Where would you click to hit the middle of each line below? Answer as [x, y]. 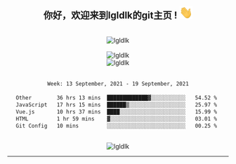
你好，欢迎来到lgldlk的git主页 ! [110, 16]
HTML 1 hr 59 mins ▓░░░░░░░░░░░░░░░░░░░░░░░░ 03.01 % [117, 118]
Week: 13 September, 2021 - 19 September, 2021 [118, 83]
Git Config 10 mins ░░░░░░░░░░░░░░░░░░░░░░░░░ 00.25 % [117, 125]
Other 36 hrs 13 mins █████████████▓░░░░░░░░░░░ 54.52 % [117, 97]
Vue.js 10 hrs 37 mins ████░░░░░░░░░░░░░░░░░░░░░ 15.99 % [117, 111]
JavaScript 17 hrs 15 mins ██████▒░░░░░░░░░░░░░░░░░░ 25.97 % [117, 104]
